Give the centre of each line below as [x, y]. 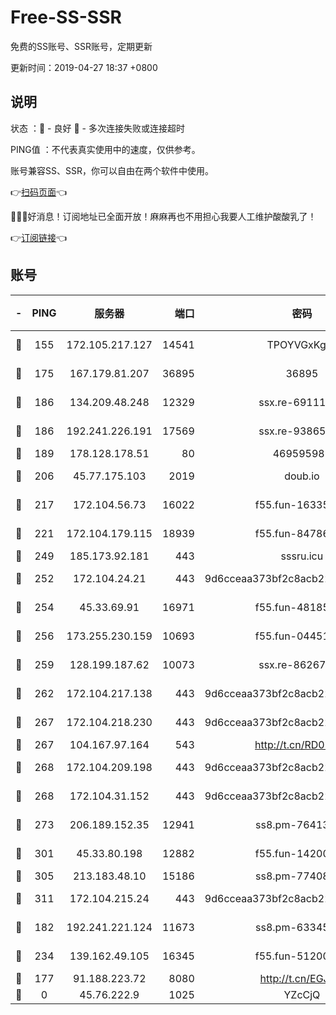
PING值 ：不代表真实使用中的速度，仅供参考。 [105, 149]
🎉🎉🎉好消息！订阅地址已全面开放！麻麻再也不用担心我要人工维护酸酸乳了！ [163, 216]
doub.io [302, 476]
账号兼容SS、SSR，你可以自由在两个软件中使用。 [112, 170]
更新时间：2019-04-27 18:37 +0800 [84, 67]
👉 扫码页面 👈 [39, 192]
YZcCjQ [302, 994]
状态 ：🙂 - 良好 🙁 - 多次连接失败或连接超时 [97, 128]
